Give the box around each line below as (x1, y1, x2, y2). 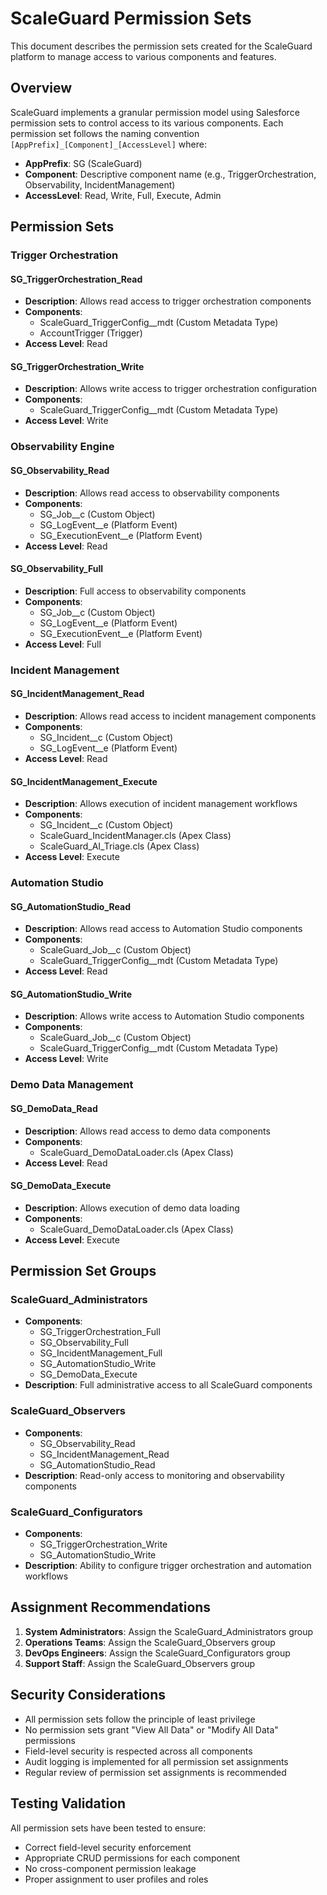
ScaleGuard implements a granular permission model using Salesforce (10, 106, 300, 118)
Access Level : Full (24, 638, 102, 650)
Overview (10, 80, 73, 97)
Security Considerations (10, 1687, 167, 1704)
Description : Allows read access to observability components (24, 487, 280, 499)
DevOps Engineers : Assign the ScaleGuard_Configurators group (24, 1647, 291, 1659)
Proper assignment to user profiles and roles (24, 1873, 209, 1885)
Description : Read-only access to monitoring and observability (24, 1469, 285, 1481)
